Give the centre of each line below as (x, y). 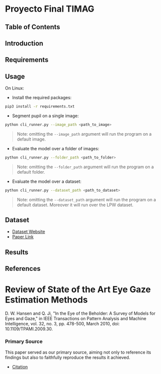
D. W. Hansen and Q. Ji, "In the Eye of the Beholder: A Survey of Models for (80, 313)
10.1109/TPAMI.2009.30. (29, 329)
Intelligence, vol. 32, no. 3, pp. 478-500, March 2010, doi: (62, 324)
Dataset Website (28, 232)
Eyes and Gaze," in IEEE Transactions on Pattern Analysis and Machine (76, 319)
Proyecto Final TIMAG (50, 9)
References (23, 269)
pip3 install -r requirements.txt (40, 107)
